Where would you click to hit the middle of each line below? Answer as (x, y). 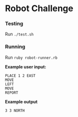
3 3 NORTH (15, 110)
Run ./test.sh (19, 34)
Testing (14, 24)
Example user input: (26, 67)
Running (15, 47)
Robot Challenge (39, 8)
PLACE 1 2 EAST (20, 76)
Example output (21, 101)
